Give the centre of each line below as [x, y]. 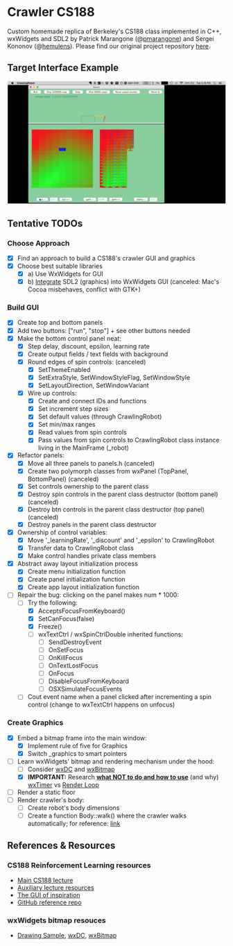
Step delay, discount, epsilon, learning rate [89, 346]
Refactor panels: [41, 455]
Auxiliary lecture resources [56, 887]
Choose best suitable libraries [60, 266]
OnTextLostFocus [73, 665]
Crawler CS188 [51, 12]
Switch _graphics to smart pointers [77, 753]
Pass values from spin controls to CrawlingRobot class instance [129, 440]
